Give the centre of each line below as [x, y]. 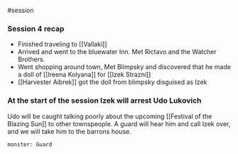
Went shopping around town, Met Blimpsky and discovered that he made [124, 67]
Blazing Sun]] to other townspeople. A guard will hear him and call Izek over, [119, 123]
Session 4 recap [36, 29]
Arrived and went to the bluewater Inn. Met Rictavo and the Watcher [117, 52]
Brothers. [31, 59]
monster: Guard [30, 144]
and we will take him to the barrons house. [69, 131]
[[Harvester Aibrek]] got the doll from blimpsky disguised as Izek [112, 82]
